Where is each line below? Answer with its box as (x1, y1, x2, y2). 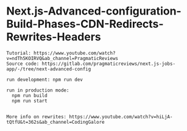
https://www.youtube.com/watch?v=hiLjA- (69, 113, 173, 119)
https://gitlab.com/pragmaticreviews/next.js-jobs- (41, 61, 175, 67)
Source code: (6, 61, 40, 67)
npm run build (12, 92, 48, 98)
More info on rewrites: (6, 113, 67, 119)
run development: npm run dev (6, 76, 83, 82)
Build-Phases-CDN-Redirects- (6, 17, 164, 31)
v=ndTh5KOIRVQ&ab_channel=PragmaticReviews (6, 55, 119, 61)
